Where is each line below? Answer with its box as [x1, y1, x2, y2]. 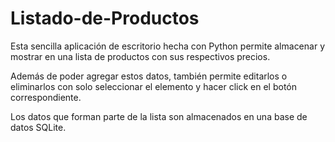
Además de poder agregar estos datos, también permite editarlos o [10, 70, 288, 82]
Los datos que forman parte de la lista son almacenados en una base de [10, 110, 308, 122]
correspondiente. [10, 91, 82, 103]
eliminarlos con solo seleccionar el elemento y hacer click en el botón [10, 80, 297, 92]
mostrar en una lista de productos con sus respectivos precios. [10, 50, 271, 62]
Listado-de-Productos [10, 7, 200, 30]
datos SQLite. [10, 121, 67, 133]
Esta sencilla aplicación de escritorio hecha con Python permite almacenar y [10, 40, 325, 52]
